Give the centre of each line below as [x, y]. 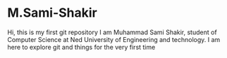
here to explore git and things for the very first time [81, 47]
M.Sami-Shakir [52, 13]
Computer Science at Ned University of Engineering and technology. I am [114, 39]
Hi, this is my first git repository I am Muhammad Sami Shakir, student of [112, 32]
